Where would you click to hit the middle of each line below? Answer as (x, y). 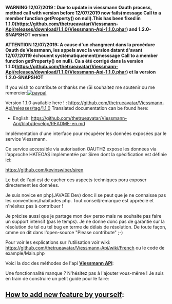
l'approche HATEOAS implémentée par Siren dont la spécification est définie (86, 154)
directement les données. (32, 185)
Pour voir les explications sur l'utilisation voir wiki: (58, 242)
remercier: (16, 93)
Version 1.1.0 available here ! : (36, 103)
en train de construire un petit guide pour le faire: (57, 279)
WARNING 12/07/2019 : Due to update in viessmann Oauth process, (79, 7)
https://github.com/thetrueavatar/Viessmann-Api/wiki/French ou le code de (85, 248)
